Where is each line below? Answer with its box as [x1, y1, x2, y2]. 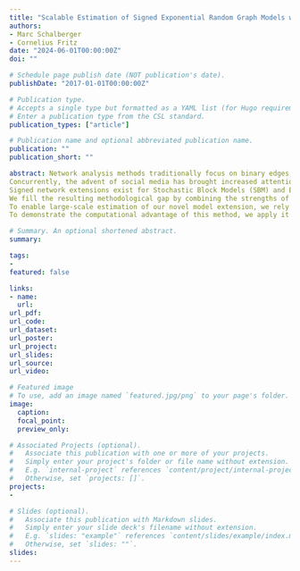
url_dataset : [9, 325, 58, 334]
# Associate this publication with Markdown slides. [9, 515, 218, 524]
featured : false [9, 267, 70, 277]
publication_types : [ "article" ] [9, 120, 129, 130]
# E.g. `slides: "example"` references [9, 532, 166, 541]
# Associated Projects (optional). [9, 441, 142, 449]
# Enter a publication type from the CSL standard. [9, 112, 205, 121]
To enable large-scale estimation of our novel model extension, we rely [9, 202, 290, 211]
